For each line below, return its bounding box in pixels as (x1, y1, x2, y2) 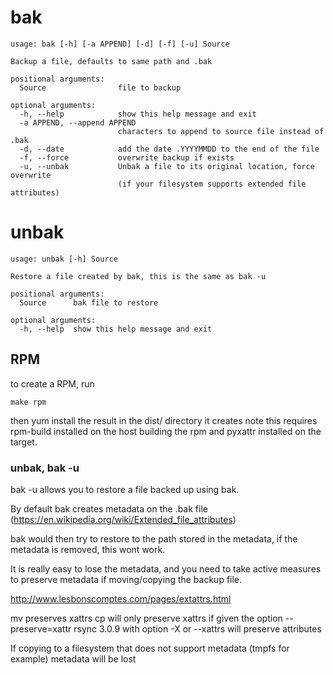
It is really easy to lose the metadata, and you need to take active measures (10, 562, 322, 575)
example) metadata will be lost (10, 652, 137, 665)
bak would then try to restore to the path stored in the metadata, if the (10, 532, 298, 545)
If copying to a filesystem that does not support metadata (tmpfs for (10, 642, 290, 654)
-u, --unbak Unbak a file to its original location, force (19, 161, 315, 171)
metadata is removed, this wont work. (10, 543, 166, 555)
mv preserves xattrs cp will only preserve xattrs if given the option (10, 612, 283, 624)
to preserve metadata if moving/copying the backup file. (10, 573, 243, 585)
